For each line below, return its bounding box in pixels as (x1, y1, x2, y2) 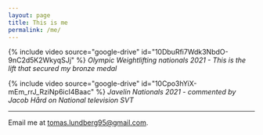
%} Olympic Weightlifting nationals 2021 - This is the (76, 55, 247, 65)
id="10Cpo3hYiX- (141, 79, 197, 88)
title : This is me (8, 19, 68, 27)
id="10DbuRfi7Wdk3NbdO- (141, 48, 229, 57)
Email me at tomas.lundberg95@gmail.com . (8, 118, 149, 127)
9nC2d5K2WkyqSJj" (8, 55, 75, 65)
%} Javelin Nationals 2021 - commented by (95, 87, 236, 97)
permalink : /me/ (8, 26, 61, 34)
